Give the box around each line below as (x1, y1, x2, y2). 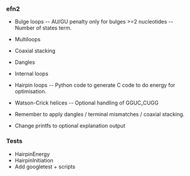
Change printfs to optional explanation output (14, 122, 125, 129)
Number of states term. (14, 24, 72, 31)
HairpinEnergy (14, 150, 50, 158)
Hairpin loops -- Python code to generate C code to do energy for (14, 82, 176, 89)
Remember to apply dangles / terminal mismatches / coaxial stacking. (14, 111, 185, 118)
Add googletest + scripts (14, 163, 76, 170)
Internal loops (14, 70, 49, 77)
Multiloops (14, 36, 41, 43)
